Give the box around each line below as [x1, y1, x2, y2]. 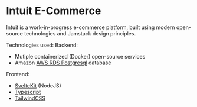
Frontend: [6, 70, 30, 77]
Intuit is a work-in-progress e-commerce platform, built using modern [6, 24, 175, 31]
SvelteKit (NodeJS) [14, 82, 62, 89]
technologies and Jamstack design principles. [24, 30, 136, 37]
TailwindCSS [14, 95, 46, 102]
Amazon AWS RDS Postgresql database [14, 59, 111, 66]
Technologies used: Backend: [6, 41, 78, 48]
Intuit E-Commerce [6, 4, 101, 18]
